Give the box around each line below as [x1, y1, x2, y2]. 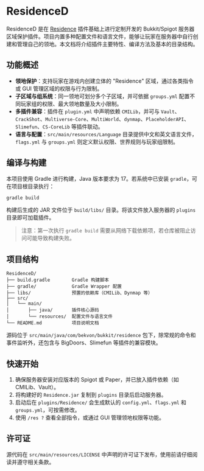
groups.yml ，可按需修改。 [15, 406, 80, 414]
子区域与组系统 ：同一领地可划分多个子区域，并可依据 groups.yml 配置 [15, 92, 190, 100]
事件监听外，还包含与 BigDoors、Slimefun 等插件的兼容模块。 [6, 339, 161, 346]
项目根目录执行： [11, 183, 55, 190]
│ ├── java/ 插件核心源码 [6, 307, 99, 313]
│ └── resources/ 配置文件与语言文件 [6, 313, 113, 320]
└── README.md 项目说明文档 [6, 320, 99, 326]
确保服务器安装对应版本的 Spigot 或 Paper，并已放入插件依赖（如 [15, 376, 179, 383]
